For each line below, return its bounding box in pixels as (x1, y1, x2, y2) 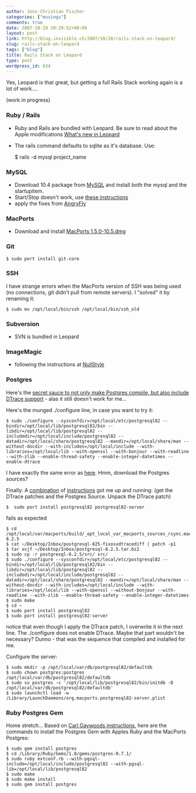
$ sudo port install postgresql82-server (6, 613, 108, 619)
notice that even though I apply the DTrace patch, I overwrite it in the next (6, 623, 183, 630)
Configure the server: (6, 653, 58, 660)
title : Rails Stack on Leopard (6, 52, 82, 58)
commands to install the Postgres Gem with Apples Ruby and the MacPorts (6, 728, 187, 735)
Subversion (6, 320, 40, 328)
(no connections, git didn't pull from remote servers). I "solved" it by (6, 289, 170, 296)
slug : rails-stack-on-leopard (6, 42, 80, 47)
